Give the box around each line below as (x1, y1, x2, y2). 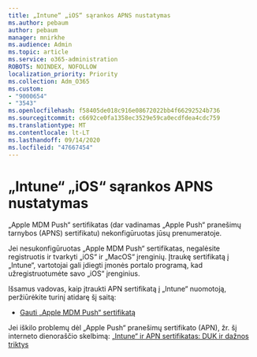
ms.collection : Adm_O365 (8, 77, 90, 85)
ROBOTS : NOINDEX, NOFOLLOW (8, 63, 97, 71)
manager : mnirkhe (8, 33, 65, 42)
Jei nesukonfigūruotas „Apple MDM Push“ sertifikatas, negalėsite (8, 244, 221, 253)
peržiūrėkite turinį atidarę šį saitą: (8, 292, 117, 302)
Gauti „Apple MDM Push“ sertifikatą (19, 308, 136, 318)
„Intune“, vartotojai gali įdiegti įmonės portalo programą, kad (8, 261, 203, 270)
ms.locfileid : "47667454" (8, 143, 93, 151)
